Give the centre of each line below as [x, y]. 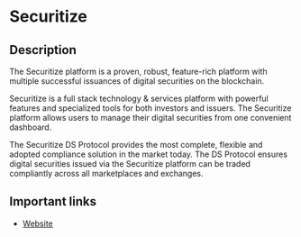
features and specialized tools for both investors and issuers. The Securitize [150, 108]
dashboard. [31, 127]
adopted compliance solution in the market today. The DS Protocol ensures [149, 154]
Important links [53, 201]
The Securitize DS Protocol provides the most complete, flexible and [136, 145]
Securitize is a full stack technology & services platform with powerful [139, 98]
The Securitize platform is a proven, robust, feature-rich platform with [138, 71]
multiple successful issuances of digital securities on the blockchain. [137, 81]
